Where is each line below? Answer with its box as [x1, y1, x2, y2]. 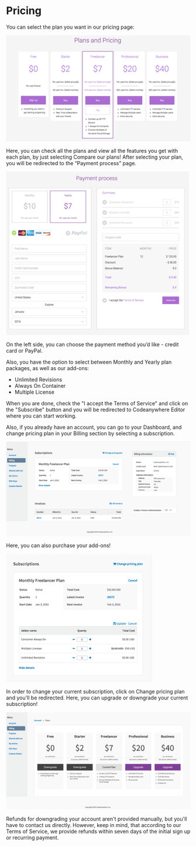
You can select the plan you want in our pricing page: [6, 23, 135, 30]
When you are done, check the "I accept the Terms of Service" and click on [6, 399, 188, 407]
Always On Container [14, 382, 66, 389]
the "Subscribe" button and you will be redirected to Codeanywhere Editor [6, 406, 185, 413]
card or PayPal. [6, 347, 43, 354]
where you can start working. [6, 412, 77, 419]
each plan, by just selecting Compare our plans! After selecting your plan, [6, 153, 183, 160]
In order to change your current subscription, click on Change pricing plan [6, 688, 185, 695]
